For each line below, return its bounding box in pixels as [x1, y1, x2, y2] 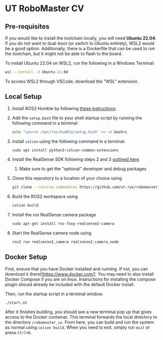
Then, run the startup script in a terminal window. [5, 291, 103, 297]
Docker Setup [5, 253, 48, 261]
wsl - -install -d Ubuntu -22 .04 [5, 70, 68, 75]
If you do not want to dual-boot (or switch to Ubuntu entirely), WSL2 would [5, 40, 155, 46]
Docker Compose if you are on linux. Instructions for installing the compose [5, 276, 156, 282]
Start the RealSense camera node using [12, 230, 92, 236]
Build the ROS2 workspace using [12, 193, 78, 200]
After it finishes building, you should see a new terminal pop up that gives [5, 309, 152, 315]
